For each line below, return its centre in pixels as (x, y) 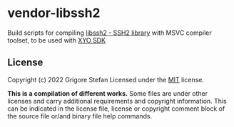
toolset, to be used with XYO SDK (56, 40)
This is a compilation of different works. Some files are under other (108, 93)
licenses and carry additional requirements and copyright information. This (117, 101)
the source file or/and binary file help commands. (80, 116)
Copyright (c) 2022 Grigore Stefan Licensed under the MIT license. (106, 79)
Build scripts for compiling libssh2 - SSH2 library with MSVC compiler (110, 33)
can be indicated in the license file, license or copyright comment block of (116, 109)
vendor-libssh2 (54, 13)
